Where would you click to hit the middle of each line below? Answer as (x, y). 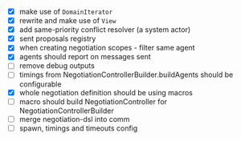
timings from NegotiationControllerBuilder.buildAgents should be (126, 75)
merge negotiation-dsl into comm (74, 119)
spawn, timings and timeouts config (78, 128)
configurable (40, 84)
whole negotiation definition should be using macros (106, 92)
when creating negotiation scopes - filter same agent (107, 48)
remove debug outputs (57, 66)
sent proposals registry (57, 38)
